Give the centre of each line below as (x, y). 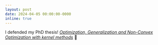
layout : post (18, 9)
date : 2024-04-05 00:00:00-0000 (38, 14)
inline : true (18, 18)
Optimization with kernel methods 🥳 (41, 37)
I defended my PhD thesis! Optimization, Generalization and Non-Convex (79, 32)
